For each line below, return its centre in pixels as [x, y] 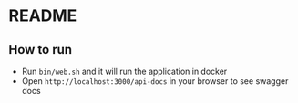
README [43, 16]
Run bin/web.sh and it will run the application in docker [124, 71]
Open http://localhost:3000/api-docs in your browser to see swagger [155, 81]
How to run [41, 50]
